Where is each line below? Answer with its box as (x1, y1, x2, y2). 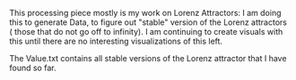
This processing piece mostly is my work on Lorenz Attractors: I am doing (9, 8, 282, 18)
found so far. (9, 62, 57, 73)
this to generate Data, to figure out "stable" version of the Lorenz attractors (9, 17, 287, 28)
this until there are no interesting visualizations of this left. (9, 36, 222, 46)
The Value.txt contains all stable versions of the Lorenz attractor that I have (9, 53, 287, 63)
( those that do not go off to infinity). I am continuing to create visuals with (9, 27, 283, 36)
